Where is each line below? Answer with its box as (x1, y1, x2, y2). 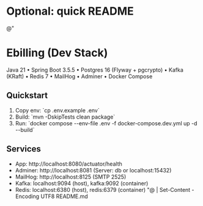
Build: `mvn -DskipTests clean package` (15, 113, 116, 120)
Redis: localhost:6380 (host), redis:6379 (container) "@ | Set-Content (15, 186, 191, 193)
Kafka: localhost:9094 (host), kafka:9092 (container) (15, 179, 149, 187)
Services (6, 144, 42, 154)
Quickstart (6, 90, 48, 101)
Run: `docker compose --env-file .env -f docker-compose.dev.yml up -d (15, 119, 197, 127)
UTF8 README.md (40, 193, 89, 200)
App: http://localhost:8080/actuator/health (15, 160, 122, 167)
